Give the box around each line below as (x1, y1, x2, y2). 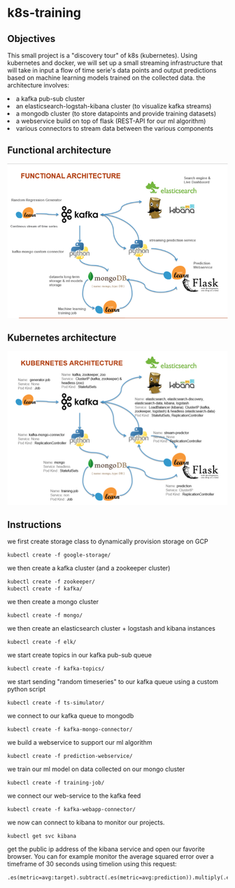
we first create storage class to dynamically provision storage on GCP (7, 537, 208, 545)
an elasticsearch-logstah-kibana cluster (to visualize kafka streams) (16, 102, 212, 110)
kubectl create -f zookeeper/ (7, 578, 96, 585)
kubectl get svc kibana (7, 832, 77, 840)
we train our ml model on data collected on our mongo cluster (7, 764, 185, 773)
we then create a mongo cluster (7, 597, 99, 606)
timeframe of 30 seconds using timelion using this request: (7, 859, 177, 868)
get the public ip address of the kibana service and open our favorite (7, 845, 205, 853)
